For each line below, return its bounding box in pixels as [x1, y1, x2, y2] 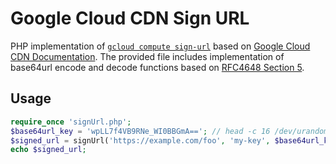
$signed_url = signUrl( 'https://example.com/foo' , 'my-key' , [10, 135, 271, 146]
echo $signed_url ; [10, 145, 87, 155]
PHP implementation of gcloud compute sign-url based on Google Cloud [10, 40, 311, 52]
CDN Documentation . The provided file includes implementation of [10, 50, 285, 62]
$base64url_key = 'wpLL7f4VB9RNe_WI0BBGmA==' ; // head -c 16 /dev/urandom [10, 126, 329, 136]
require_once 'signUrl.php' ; [10, 117, 132, 127]
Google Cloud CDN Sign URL [10, 7, 250, 30]
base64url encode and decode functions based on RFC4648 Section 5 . [10, 61, 305, 73]
